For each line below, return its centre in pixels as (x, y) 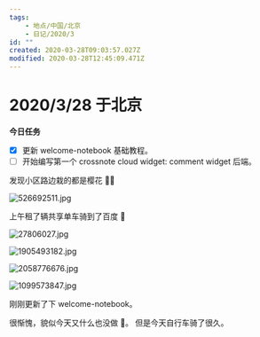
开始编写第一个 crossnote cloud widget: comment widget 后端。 (139, 161)
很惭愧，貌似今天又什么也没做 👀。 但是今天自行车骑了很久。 (119, 323)
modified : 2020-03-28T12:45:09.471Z (77, 59)
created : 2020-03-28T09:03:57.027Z (75, 51)
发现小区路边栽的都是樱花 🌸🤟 (62, 180)
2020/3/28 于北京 (76, 105)
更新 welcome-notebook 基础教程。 (87, 150)
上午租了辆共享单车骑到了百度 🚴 (67, 216)
